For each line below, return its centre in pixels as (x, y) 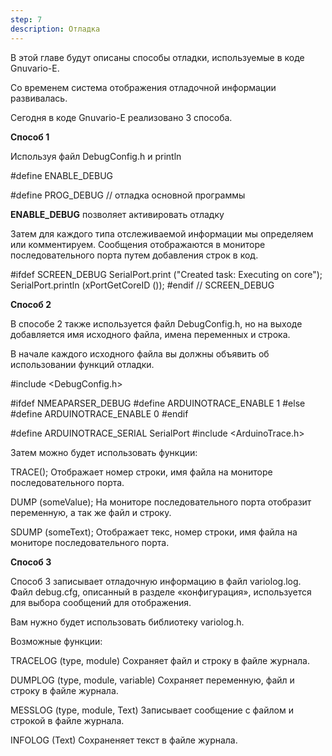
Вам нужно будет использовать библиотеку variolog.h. (127, 622)
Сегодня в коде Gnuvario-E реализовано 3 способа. (121, 117)
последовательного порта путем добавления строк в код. (134, 255)
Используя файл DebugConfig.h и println (96, 156)
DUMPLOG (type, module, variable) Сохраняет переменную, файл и (152, 680)
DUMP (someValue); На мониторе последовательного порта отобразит (161, 502)
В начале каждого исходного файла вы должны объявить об (140, 353)
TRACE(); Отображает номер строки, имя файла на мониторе (141, 472)
